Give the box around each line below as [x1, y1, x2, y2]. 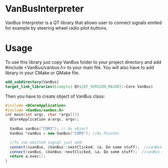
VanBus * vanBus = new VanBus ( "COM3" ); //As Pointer [9, 131, 120, 136]
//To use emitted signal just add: [9, 140, 84, 145]
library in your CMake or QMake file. [5, 70, 80, 76]
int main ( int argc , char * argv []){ [5, 112, 79, 117]
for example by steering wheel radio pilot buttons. [5, 25, 107, 31]
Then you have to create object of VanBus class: [5, 93, 105, 99]
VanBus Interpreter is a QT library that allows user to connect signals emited [5, 20, 162, 26]
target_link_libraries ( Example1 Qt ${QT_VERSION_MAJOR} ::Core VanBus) [5, 84, 153, 89]
